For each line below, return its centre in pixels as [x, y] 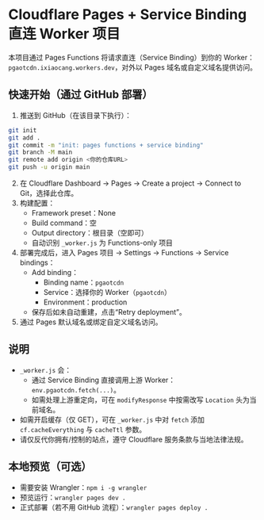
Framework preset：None [74, 213]
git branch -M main [40, 152]
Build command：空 [64, 223]
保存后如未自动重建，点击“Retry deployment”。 [109, 312]
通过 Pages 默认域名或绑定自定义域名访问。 [91, 322]
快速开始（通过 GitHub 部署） [80, 95]
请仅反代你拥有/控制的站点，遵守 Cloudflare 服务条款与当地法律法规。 [134, 439]
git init [23, 130]
